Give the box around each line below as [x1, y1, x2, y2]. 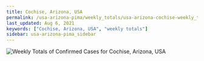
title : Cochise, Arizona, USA [6, 8, 83, 15]
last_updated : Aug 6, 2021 [6, 20, 75, 26]
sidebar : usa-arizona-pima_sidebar [6, 31, 97, 37]
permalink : [6, 14, 34, 21]
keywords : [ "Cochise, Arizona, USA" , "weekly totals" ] [6, 25, 148, 32]
